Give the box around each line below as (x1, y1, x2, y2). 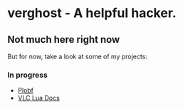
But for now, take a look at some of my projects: (7, 52, 148, 61)
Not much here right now (7, 33, 120, 46)
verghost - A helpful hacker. (7, 5, 177, 21)
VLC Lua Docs (17, 94, 61, 103)
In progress (7, 70, 48, 80)
